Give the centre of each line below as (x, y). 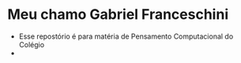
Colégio (32, 44)
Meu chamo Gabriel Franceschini (118, 15)
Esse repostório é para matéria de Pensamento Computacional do (126, 36)
